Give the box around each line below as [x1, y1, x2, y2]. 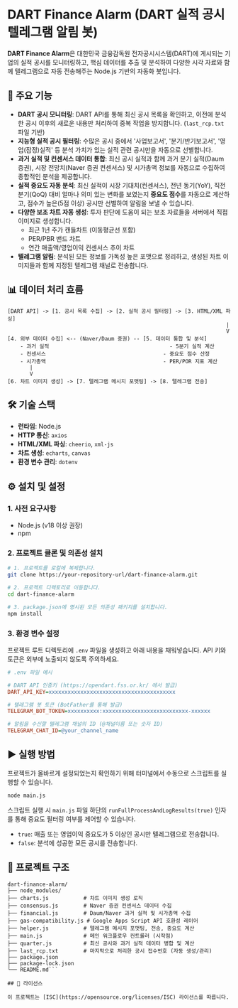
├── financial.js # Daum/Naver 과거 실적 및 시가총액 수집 [7, 909, 191, 917]
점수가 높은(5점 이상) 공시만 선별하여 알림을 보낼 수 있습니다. [27, 198, 194, 207]
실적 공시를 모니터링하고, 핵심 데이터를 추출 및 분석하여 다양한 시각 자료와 [20, 58, 223, 66]
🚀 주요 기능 [7, 90, 53, 102]
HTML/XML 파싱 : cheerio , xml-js [17, 440, 114, 449]
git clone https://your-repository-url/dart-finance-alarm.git [7, 572, 198, 579]
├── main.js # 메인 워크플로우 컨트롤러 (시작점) [7, 932, 174, 939]
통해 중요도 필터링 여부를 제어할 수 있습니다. [14, 815, 136, 823]
